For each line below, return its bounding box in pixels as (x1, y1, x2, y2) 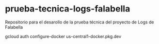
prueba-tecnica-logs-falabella (5, 3, 130, 14)
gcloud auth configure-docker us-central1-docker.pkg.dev (5, 33, 122, 39)
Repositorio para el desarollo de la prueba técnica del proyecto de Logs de (5, 19, 154, 25)
